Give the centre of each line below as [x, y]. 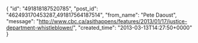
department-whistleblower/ [40, 27]
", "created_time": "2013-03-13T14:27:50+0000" [132, 27]
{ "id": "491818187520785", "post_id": [52, 9]
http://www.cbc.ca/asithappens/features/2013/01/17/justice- [113, 21]
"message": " [23, 21]
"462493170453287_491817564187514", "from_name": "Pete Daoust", [92, 15]
